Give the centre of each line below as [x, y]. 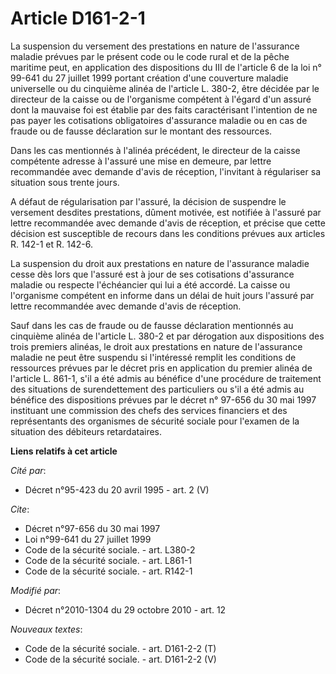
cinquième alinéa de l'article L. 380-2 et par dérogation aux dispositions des [167, 336]
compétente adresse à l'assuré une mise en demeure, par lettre [141, 161]
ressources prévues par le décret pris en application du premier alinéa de [161, 368]
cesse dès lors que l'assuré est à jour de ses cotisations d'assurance [152, 274]
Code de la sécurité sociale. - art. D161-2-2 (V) [120, 659]
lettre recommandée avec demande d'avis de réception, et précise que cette [168, 223]
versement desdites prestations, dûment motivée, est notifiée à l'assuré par [166, 212]
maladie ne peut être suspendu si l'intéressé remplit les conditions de [153, 357]
